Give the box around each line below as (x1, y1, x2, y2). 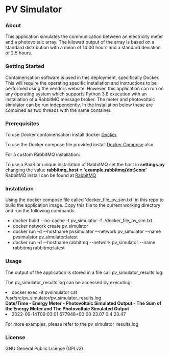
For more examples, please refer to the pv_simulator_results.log (5, 321, 139, 327)
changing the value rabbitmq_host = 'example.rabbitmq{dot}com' (5, 167, 147, 173)
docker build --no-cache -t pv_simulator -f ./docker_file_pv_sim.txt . (12, 217, 155, 224)
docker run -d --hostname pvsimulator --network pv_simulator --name (12, 228, 161, 234)
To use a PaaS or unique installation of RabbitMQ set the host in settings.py (5, 162, 165, 168)
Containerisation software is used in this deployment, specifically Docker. (5, 74, 160, 81)
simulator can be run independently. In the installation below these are (5, 102, 153, 108)
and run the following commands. (5, 208, 76, 214)
